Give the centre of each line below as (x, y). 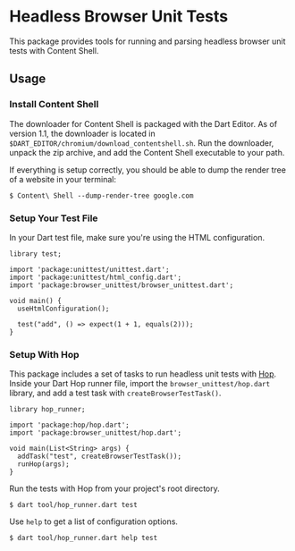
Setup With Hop (44, 354)
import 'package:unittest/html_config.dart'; (95, 277)
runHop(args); (43, 464)
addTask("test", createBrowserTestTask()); (99, 457)
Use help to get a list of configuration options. (94, 521)
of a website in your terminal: (63, 179)
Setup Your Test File (54, 218)
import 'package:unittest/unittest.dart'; (89, 269)
